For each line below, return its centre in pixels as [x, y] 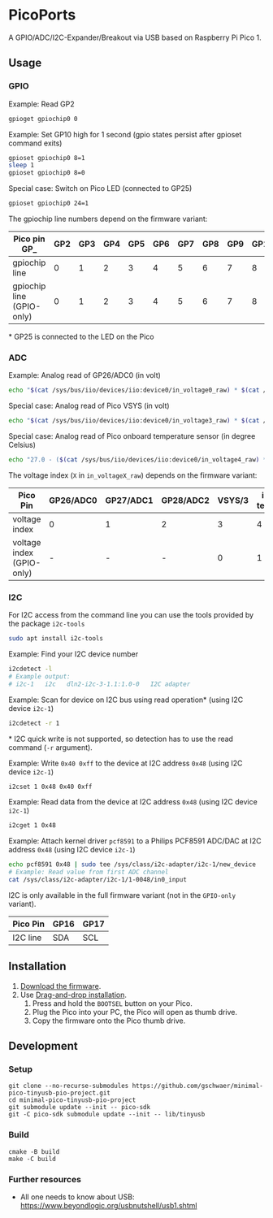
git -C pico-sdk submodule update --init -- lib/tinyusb [107, 1115]
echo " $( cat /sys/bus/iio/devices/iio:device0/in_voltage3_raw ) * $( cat [134, 421]
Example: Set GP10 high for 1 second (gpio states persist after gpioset [125, 134]
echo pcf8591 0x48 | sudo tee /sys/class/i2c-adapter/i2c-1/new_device [132, 865]
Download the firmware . [61, 986]
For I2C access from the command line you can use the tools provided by [131, 615]
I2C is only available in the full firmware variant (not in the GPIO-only [122, 895]
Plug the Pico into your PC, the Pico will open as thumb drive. [135, 1012]
